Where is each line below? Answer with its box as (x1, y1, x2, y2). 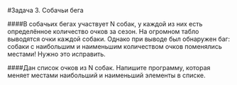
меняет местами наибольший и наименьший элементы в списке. (7, 71, 206, 79)
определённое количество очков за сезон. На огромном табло (7, 28, 199, 35)
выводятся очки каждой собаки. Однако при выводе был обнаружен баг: (7, 35, 231, 43)
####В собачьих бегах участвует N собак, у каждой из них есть (7, 20, 203, 28)
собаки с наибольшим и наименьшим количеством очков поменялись (7, 42, 222, 50)
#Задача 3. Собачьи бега (7, 6, 84, 14)
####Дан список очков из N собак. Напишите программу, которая (7, 64, 211, 72)
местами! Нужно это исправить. (7, 50, 106, 58)
